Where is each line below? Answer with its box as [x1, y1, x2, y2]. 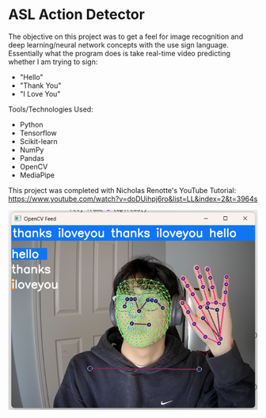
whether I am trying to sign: [8, 57, 98, 66]
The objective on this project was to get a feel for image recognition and [8, 32, 244, 41]
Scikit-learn [19, 136, 58, 146]
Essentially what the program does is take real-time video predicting [8, 48, 231, 58]
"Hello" [19, 72, 44, 82]
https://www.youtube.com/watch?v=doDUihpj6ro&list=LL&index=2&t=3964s [8, 194, 258, 203]
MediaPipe [19, 170, 55, 180]
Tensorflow [19, 128, 57, 138]
